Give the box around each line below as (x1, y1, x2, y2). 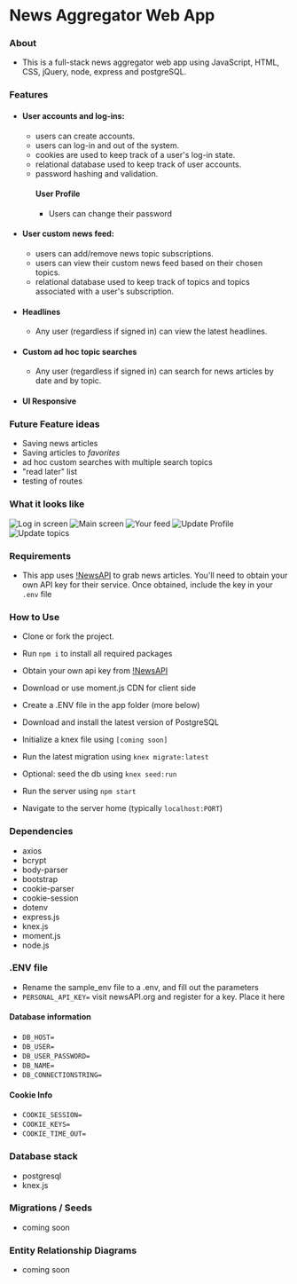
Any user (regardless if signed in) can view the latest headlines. (35, 326, 268, 337)
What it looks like (9, 498, 85, 510)
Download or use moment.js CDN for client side (21, 682, 197, 693)
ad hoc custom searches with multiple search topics (21, 457, 213, 468)
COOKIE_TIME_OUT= (21, 1130, 87, 1138)
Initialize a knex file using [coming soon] (21, 734, 168, 745)
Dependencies (9, 825, 74, 838)
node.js (21, 940, 51, 950)
